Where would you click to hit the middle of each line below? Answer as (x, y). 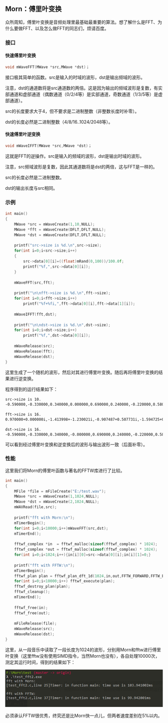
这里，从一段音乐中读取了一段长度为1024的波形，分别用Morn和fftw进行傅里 (83, 650)
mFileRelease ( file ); (35, 624)
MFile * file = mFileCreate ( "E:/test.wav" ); (60, 491)
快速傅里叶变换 (20, 55)
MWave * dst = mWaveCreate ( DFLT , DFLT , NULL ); (60, 235)
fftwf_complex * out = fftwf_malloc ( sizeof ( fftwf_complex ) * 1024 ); (86, 550)
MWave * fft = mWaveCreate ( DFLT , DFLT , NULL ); (60, 229)
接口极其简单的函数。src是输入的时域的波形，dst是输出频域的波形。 (75, 77)
